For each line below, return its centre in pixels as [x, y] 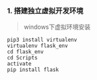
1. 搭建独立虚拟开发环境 [45, 10]
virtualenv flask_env [38, 46]
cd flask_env [25, 52]
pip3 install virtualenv [42, 40]
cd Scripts [22, 58]
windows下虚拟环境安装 [57, 27]
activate [19, 64]
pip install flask [33, 70]
